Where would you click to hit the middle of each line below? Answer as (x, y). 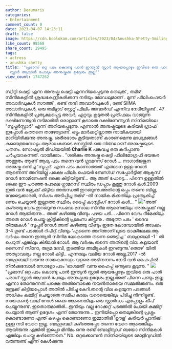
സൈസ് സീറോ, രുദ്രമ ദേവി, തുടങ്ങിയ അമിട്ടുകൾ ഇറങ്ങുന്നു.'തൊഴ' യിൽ (81, 248)
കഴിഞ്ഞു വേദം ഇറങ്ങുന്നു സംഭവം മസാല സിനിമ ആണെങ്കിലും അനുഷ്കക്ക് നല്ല (85, 207)
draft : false (19, 34)
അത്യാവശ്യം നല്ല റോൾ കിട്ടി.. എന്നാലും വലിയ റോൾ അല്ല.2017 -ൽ (76, 254)
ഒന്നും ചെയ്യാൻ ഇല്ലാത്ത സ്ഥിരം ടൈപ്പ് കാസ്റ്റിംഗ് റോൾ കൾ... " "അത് (81, 202)
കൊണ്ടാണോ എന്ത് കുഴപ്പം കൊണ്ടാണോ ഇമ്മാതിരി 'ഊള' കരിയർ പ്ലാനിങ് (83, 318)
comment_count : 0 (24, 24)
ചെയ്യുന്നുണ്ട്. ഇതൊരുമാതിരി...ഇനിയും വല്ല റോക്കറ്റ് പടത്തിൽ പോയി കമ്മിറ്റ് (84, 306)
